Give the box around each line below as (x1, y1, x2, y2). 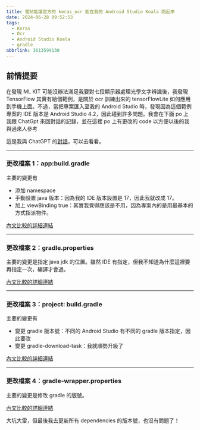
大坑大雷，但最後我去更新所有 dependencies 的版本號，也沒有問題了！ (6, 417, 180, 424)
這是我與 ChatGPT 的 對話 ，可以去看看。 (6, 137, 105, 145)
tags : (6, 20, 20, 26)
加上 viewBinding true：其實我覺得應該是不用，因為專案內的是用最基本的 (14, 202, 193, 209)
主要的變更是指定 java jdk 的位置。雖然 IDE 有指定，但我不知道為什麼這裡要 (6, 258, 190, 265)
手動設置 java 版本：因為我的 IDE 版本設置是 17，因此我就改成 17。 (14, 194, 177, 201)
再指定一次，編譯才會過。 (6, 266, 69, 273)
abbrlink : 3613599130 (6, 48, 60, 54)
